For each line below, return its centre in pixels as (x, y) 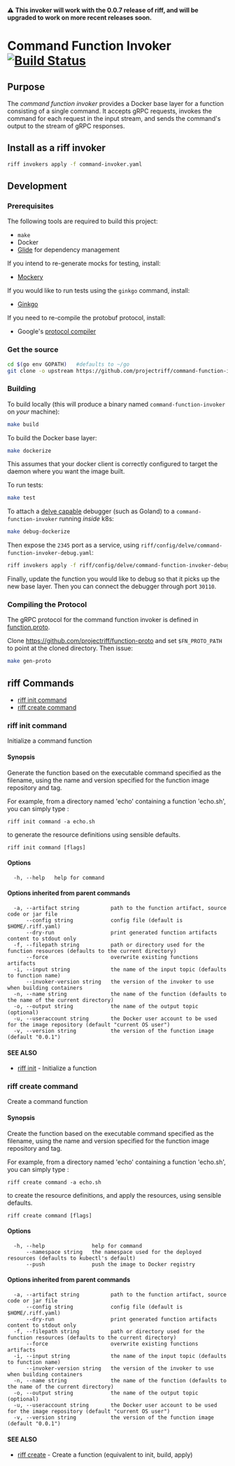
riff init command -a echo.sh (51, 821)
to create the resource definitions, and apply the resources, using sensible (114, 1195)
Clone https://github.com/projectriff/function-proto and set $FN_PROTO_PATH (115, 641)
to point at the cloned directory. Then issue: (70, 648)
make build (23, 424)
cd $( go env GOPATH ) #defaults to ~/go (69, 364)
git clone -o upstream (40, 371)
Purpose (26, 87)
